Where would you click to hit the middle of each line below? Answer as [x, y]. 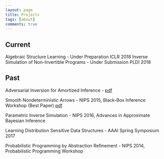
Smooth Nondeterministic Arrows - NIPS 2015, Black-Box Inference [75, 100]
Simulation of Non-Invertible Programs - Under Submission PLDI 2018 [78, 62]
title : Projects [22, 15]
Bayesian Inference [25, 121]
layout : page [19, 10]
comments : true [21, 24]
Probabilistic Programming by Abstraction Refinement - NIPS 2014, [75, 145]
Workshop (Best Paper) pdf [34, 105]
